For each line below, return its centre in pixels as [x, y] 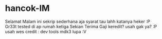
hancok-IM [27, 8]
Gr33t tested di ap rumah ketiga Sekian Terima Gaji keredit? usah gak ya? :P [81, 26]
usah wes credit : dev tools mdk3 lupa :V [46, 31]
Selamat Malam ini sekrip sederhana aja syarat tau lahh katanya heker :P [78, 21]
